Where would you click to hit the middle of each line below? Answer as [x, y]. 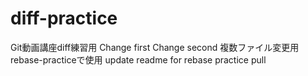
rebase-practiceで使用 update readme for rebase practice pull [138, 59]
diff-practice [64, 18]
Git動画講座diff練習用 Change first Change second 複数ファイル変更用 [155, 47]
